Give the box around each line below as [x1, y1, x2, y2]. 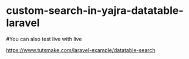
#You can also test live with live [6, 35, 82, 42]
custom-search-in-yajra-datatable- [6, 4, 184, 17]
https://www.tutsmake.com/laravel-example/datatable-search [6, 46, 156, 53]
